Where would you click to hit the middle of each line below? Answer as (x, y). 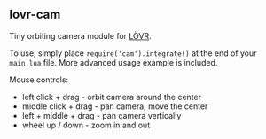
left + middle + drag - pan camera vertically (102, 115)
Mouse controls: (39, 80)
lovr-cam (35, 15)
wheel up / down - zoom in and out (86, 125)
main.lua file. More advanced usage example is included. (113, 62)
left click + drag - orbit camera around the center (112, 97)
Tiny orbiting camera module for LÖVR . (81, 35)
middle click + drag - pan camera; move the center (115, 106)
